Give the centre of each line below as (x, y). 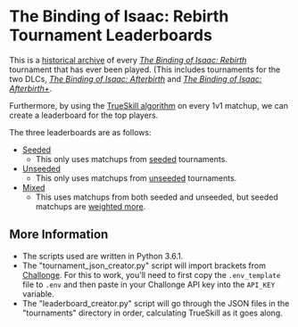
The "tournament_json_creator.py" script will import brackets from (144, 266)
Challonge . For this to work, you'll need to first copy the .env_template (151, 274)
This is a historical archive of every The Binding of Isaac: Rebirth (128, 60)
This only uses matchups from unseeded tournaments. (136, 178)
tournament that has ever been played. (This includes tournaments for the (145, 69)
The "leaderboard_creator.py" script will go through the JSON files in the (156, 303)
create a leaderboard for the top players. (84, 115)
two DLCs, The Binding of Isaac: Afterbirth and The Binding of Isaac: (136, 78)
